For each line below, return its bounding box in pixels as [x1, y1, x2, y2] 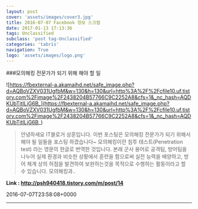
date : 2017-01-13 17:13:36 [6, 25, 72, 31]
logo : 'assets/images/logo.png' [6, 52, 85, 58]
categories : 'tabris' [6, 42, 60, 48]
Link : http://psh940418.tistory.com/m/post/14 [6, 179, 124, 186]
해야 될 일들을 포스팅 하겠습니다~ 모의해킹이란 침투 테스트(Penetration [20, 138, 183, 145]
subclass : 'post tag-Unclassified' [6, 36, 94, 42]
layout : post [6, 8, 38, 15]
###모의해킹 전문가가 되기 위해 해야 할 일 [6, 69, 101, 77]
